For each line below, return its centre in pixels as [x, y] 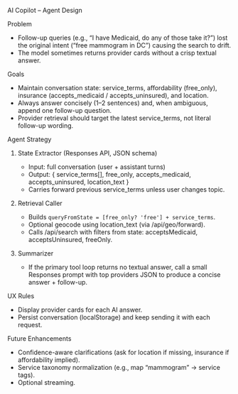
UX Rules [21, 296]
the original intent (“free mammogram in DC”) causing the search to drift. [124, 45]
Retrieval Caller [40, 203]
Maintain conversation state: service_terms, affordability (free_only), [118, 88]
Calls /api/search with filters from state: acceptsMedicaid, [113, 232]
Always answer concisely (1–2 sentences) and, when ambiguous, [113, 103]
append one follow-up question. [65, 110]
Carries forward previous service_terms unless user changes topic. [126, 190]
